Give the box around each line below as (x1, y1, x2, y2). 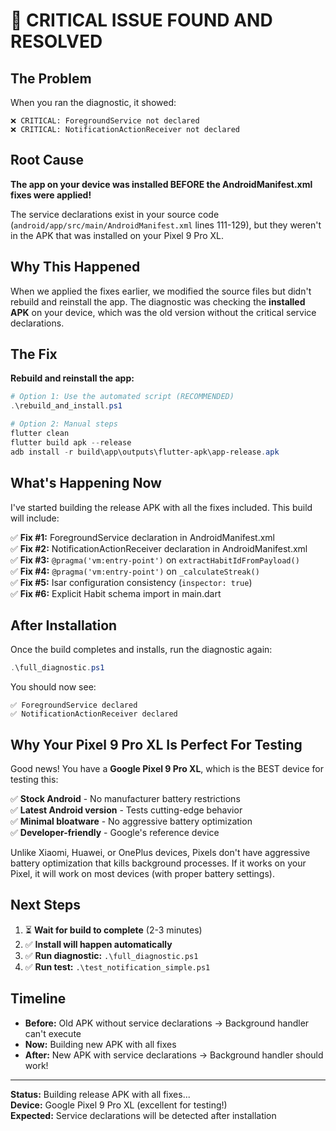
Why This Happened (10, 259, 141, 276)
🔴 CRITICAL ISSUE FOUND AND (10, 9, 273, 32)
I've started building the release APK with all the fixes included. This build (10, 501, 313, 513)
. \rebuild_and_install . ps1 (10, 401, 123, 411)
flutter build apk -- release (10, 437, 132, 448)
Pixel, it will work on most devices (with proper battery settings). (10, 868, 275, 879)
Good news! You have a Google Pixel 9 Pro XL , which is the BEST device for (10, 763, 325, 774)
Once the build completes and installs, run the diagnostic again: (10, 644, 273, 656)
